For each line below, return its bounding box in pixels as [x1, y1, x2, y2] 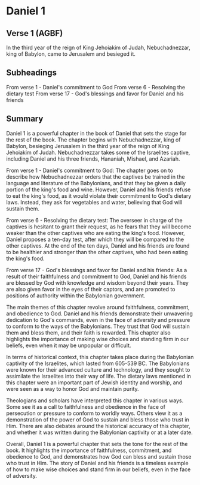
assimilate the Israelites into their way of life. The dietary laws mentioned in [6, 372, 191, 379]
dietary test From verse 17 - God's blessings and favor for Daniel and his [6, 90, 184, 97]
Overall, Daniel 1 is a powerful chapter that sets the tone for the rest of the [6, 440, 188, 447]
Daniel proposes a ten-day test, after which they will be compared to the [6, 236, 184, 243]
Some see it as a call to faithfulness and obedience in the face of [6, 403, 166, 410]
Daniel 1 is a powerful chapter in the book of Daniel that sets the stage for [6, 129, 187, 137]
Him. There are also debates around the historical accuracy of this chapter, [6, 422, 190, 429]
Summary [6, 114, 44, 124]
